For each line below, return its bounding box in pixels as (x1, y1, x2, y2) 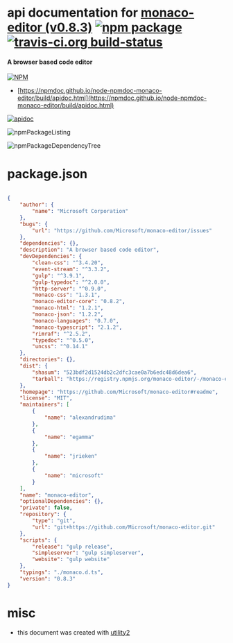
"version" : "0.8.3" (19, 575, 76, 582)
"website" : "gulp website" (32, 556, 110, 563)
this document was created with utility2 (17, 628, 130, 636)
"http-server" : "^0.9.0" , (32, 285, 107, 292)
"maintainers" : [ (19, 401, 70, 409)
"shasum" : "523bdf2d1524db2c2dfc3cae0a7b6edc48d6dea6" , (32, 369, 197, 376)
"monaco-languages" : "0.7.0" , (32, 317, 119, 324)
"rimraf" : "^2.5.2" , (32, 330, 92, 337)
